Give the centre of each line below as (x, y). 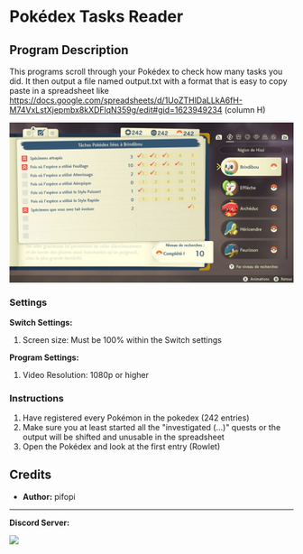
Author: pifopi (49, 496)
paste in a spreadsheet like (60, 91)
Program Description (69, 50)
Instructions (37, 398)
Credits (31, 475)
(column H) (245, 110)
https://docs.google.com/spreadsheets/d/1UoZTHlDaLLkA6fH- (126, 100)
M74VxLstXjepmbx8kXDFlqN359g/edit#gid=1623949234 (116, 110)
